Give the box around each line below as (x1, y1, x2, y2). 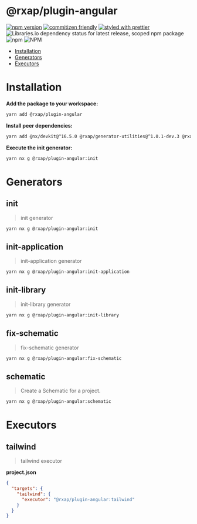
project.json (6, 469, 36, 476)
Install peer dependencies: (6, 122, 73, 129)
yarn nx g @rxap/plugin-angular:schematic (6, 399, 111, 405)
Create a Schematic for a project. (20, 387, 101, 395)
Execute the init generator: (6, 144, 73, 151)
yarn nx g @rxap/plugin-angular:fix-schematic (6, 355, 122, 361)
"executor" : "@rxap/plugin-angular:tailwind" (21, 496, 135, 502)
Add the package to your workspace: (6, 100, 98, 107)
